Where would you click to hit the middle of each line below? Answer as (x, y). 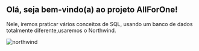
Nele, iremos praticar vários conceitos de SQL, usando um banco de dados (99, 24)
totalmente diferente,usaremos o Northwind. (61, 30)
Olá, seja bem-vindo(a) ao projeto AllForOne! (92, 10)
